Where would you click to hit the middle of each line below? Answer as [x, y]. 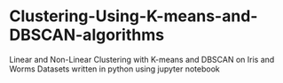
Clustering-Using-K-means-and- [134, 16]
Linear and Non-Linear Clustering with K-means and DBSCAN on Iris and [142, 59]
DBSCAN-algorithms [87, 35]
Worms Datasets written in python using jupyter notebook [114, 69]
